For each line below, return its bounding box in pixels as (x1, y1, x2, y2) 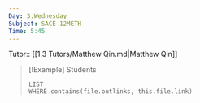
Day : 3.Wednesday (8, 11, 67, 20)
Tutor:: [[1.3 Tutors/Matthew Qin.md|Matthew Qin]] (8, 49, 178, 59)
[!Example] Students (28, 65, 97, 75)
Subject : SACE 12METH (8, 19, 82, 28)
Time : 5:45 (8, 27, 46, 35)
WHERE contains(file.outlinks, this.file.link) (28, 88, 193, 96)
